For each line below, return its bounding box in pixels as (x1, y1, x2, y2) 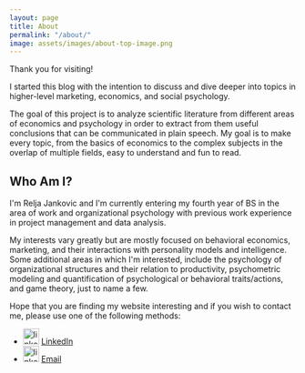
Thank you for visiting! (9, 64, 94, 75)
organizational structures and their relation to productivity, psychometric (9, 264, 281, 275)
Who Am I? (9, 174, 73, 189)
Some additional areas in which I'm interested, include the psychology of (9, 254, 282, 265)
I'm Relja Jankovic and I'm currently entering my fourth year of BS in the (9, 197, 280, 209)
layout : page (9, 13, 59, 23)
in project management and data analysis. (9, 217, 167, 228)
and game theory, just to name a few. (9, 283, 148, 294)
